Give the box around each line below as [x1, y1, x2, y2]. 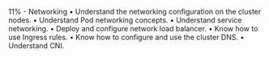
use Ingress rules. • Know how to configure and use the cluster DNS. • [8, 32, 245, 42]
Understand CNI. [8, 41, 65, 51]
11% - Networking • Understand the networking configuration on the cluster [8, 7, 262, 16]
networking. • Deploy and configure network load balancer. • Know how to [8, 24, 258, 33]
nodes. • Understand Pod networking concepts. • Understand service [8, 15, 242, 25]
